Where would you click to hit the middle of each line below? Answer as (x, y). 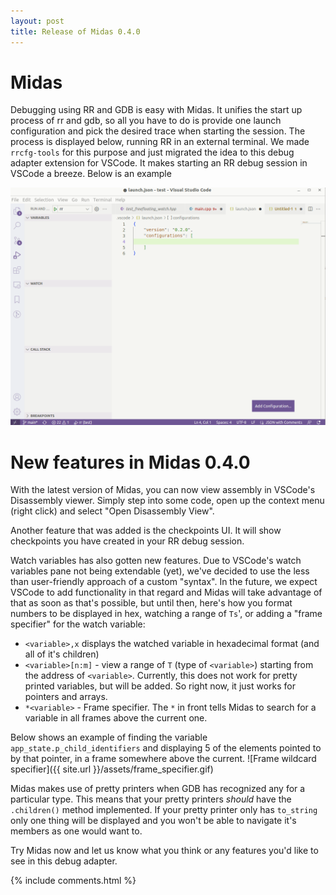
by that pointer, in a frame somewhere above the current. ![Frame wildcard (163, 759)
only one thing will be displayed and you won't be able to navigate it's (153, 821)
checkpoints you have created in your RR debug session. (127, 541)
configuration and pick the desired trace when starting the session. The (158, 131)
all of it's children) (62, 654)
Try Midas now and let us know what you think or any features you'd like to (164, 851)
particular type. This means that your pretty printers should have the (151, 799)
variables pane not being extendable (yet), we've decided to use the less (160, 571)
